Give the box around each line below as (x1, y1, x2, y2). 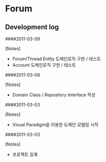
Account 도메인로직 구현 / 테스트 (12, 62, 76, 68)
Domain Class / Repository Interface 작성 (12, 92, 96, 97)
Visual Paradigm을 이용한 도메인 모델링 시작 (12, 122, 99, 127)
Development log (5, 23, 59, 31)
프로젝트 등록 (12, 152, 38, 157)
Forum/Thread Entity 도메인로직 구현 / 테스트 (12, 56, 101, 62)
